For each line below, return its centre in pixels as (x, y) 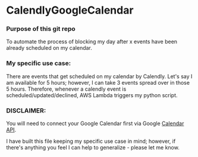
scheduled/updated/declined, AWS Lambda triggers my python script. (92, 95)
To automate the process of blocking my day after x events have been (92, 41)
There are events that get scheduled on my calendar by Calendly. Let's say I (99, 76)
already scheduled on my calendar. (49, 48)
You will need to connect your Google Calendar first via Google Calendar (95, 124)
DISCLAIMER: (26, 110)
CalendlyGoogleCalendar (70, 10)
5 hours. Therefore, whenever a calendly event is (66, 89)
